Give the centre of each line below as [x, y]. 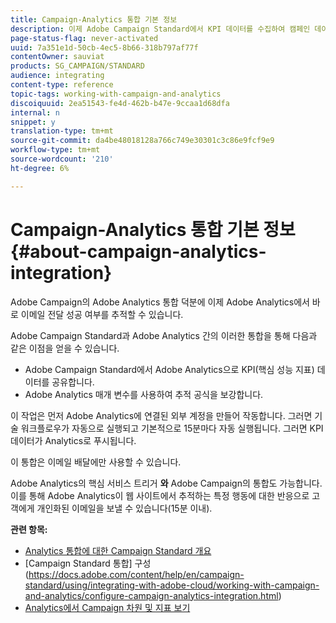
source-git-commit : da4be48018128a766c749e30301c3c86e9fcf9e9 [142, 141]
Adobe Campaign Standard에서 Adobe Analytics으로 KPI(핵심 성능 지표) [169, 369]
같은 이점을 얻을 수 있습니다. [65, 348]
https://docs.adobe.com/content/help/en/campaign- [136, 574]
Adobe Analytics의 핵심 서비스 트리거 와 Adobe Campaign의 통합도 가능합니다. [166, 483]
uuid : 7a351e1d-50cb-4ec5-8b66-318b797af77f [104, 47]
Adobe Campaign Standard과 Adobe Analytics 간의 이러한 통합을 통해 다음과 [164, 335]
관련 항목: [29, 529]
